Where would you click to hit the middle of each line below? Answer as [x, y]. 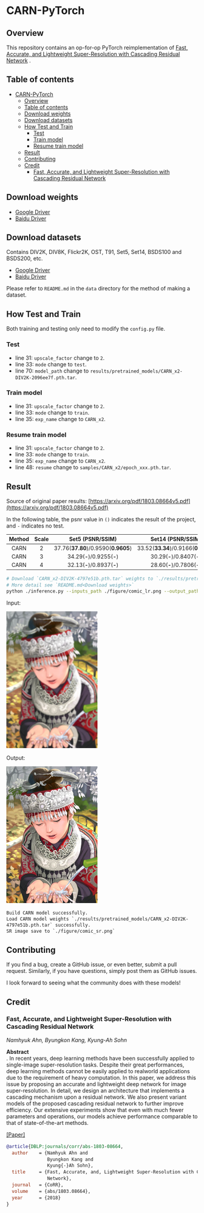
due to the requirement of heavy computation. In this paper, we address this [101, 1077]
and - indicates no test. [36, 526]
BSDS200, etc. [25, 258]
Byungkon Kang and [70, 1159]
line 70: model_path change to [52, 371]
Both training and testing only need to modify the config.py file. [86, 329]
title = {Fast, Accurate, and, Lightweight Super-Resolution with [103, 1172]
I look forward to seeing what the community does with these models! [93, 983]
